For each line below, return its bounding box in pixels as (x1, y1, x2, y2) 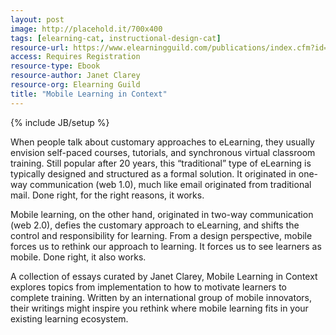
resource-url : (10, 42, 70, 53)
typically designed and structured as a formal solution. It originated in (10, 167, 297, 180)
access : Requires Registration (10, 52, 141, 62)
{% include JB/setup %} (10, 116, 110, 128)
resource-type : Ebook (10, 61, 101, 71)
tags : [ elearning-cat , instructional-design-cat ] (10, 33, 222, 43)
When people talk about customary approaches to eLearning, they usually (10, 136, 315, 148)
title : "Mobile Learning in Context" (10, 89, 168, 99)
